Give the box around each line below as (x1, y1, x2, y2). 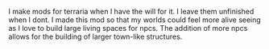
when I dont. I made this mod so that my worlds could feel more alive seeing (8, 15, 262, 24)
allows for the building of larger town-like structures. (8, 32, 183, 41)
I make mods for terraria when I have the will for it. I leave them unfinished (8, 7, 255, 16)
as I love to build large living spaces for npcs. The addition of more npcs (8, 24, 248, 32)
